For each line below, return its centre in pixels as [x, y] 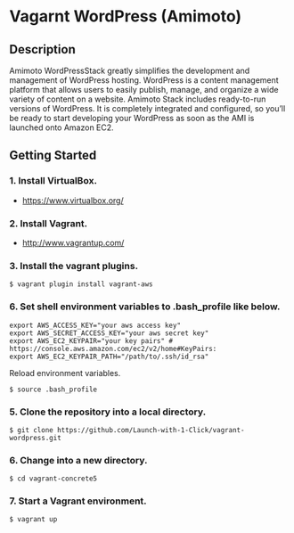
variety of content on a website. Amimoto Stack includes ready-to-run [138, 99]
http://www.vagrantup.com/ [73, 242]
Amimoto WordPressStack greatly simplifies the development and [130, 70]
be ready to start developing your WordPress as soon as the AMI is [132, 118]
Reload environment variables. [65, 373]
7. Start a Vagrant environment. [78, 501]
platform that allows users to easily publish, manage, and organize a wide [144, 90]
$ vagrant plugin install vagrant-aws [81, 284]
